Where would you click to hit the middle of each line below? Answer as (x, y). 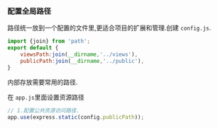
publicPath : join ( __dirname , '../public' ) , (82, 61)
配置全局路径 (29, 11)
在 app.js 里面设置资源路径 (46, 97)
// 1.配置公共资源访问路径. (43, 110)
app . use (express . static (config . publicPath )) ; (76, 117)
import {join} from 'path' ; (49, 41)
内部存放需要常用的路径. (43, 82)
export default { (33, 48)
